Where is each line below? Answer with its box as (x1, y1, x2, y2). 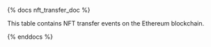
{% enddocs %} (7, 32, 54, 41)
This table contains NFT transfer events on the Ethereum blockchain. (7, 19, 204, 27)
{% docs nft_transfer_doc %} (7, 6, 91, 14)
